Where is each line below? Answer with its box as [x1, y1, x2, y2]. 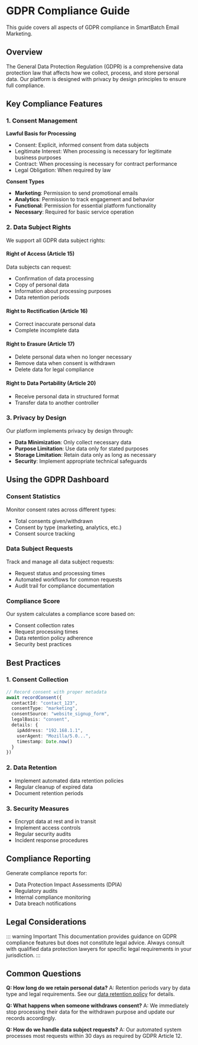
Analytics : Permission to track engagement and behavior [14, 196, 155, 203]
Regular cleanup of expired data [14, 783, 93, 791]
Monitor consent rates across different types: [6, 506, 116, 513]
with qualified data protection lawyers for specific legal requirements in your [6, 945, 192, 952]
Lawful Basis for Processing [6, 130, 77, 137]
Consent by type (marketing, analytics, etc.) [14, 524, 122, 531]
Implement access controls [14, 824, 81, 831]
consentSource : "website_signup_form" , [11, 711, 110, 717]
